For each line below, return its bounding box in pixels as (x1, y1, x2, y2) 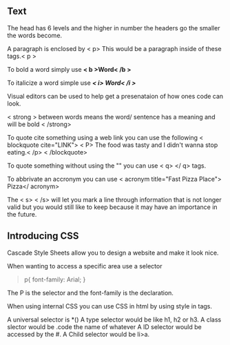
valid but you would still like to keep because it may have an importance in (7, 203, 218, 211)
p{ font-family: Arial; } (23, 275, 86, 284)
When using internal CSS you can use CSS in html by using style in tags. (7, 302, 212, 310)
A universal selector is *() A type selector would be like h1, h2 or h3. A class (7, 315, 222, 324)
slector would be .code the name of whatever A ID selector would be (7, 322, 202, 331)
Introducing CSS (7, 230, 79, 242)
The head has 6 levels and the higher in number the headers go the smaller (7, 23, 220, 32)
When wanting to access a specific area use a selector (7, 262, 163, 270)
